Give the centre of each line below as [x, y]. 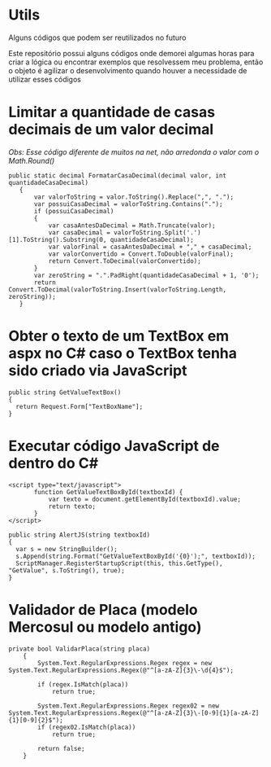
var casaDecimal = [80, 232]
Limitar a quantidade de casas [112, 112]
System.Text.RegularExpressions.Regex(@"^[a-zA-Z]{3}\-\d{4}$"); [121, 670]
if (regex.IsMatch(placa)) [83, 684]
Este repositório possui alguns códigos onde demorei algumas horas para [131, 53]
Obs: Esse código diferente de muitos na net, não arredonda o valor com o [134, 151]
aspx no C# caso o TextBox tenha [123, 354]
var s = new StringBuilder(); [67, 549]
